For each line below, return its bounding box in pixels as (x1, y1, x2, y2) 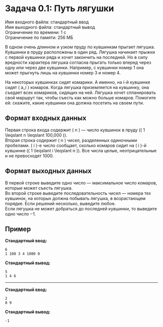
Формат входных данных (5, 114, 86, 122)
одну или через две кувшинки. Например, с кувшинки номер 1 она (5, 64, 144, 71)
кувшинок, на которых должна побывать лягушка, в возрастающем (5, 195, 146, 201)
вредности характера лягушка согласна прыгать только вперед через (5, 59, 151, 65)
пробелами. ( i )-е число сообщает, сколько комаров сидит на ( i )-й (5, 142, 147, 148)
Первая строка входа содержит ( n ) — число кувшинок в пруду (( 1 (5, 127, 145, 133)
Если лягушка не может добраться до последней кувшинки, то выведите (5, 205, 157, 212)
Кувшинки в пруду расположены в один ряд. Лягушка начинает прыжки (5, 49, 155, 55)
